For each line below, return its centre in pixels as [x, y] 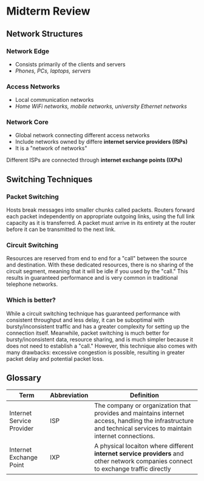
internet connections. [124, 436]
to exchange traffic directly [132, 469]
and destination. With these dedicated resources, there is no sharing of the [100, 265]
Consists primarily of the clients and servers [70, 64]
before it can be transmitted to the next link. [61, 229]
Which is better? [31, 300]
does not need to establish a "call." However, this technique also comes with [102, 346]
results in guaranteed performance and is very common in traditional [92, 278]
